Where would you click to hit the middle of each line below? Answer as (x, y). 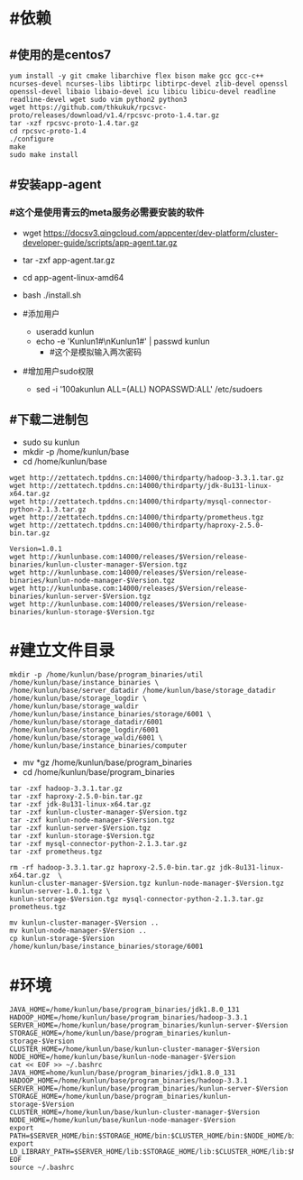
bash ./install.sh (52, 295)
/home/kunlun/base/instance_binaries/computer (98, 746)
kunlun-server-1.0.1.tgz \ (60, 891)
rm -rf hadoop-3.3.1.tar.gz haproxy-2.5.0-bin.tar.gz (113, 868)
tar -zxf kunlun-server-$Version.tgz (80, 828)
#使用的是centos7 (60, 55)
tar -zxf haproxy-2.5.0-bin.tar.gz (76, 797)
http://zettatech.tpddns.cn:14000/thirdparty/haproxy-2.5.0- (147, 525)
